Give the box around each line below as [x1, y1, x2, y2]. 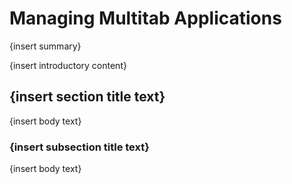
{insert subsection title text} [9, 140, 150, 154]
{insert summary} [9, 40, 82, 52]
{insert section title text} [9, 88, 166, 106]
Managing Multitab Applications [9, 7, 282, 30]
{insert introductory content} [9, 59, 127, 71]
